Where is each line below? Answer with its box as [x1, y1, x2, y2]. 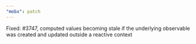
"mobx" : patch [6, 8, 41, 15]
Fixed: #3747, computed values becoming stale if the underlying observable [6, 25, 190, 32]
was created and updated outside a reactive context [6, 31, 132, 38]
